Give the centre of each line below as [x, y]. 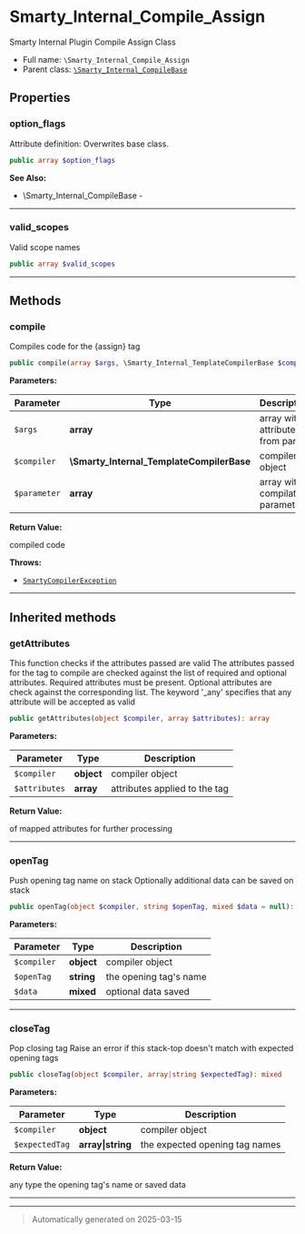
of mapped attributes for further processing [91, 828]
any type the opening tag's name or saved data [98, 1185]
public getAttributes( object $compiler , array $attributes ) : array [140, 718]
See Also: [28, 177]
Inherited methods [63, 617]
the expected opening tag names [211, 1145]
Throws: [26, 562]
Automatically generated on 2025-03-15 [107, 1219]
